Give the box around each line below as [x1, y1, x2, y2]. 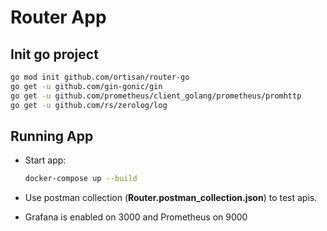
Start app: [24, 154, 67, 166]
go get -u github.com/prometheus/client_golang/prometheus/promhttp [10, 91, 302, 101]
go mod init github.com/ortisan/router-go [10, 72, 190, 82]
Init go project [10, 46, 99, 63]
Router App [10, 6, 107, 29]
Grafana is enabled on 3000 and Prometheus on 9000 [24, 211, 248, 223]
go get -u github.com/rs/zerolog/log [10, 100, 168, 110]
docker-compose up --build [24, 174, 138, 184]
